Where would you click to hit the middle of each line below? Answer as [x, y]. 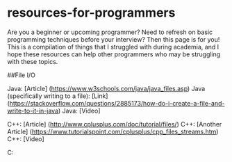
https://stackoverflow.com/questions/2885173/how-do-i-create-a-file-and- [117, 103]
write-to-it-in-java [33, 111]
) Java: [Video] [79, 111]
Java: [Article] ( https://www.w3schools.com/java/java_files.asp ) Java [106, 88]
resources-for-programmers [91, 13]
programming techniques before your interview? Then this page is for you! [114, 39]
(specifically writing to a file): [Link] [58, 96]
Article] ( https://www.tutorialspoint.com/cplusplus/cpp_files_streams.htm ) [113, 131]
